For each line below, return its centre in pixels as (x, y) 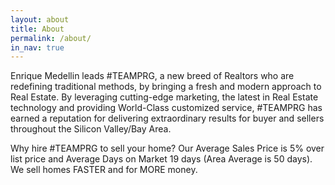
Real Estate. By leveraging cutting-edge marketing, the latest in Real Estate (164, 97)
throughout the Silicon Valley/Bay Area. (91, 129)
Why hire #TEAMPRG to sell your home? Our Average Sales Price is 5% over (167, 148)
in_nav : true (37, 47)
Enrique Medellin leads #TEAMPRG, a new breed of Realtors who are (152, 76)
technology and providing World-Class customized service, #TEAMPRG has (166, 108)
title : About (37, 29)
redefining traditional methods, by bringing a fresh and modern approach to (166, 87)
